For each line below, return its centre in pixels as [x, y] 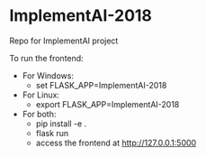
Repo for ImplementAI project [64, 41]
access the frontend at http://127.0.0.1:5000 [116, 143]
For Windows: [48, 75]
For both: [39, 114]
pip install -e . [61, 124]
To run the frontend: [46, 58]
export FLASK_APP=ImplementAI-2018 [107, 104]
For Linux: [41, 95]
